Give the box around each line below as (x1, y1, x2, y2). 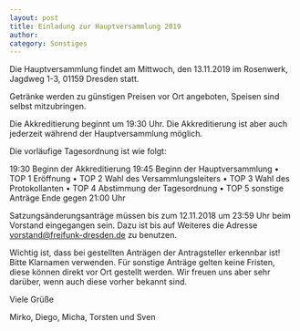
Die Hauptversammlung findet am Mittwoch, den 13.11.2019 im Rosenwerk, (9, 64, 289, 75)
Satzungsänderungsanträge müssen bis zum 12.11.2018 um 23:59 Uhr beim (9, 211, 292, 222)
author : (9, 30, 39, 39)
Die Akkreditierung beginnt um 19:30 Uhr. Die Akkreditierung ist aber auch (9, 119, 288, 129)
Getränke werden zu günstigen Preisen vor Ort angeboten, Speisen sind (9, 91, 280, 102)
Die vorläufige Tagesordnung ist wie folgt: (9, 146, 167, 157)
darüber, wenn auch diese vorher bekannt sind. (9, 276, 188, 287)
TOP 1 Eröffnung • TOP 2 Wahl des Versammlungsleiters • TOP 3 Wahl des (9, 173, 290, 184)
